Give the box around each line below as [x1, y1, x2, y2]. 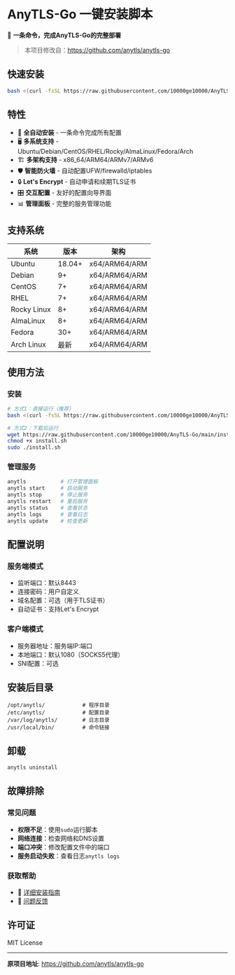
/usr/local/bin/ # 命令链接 [7, 724, 110, 732]
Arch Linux [10, 339, 47, 349]
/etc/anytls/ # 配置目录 [7, 709, 110, 716]
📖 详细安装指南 [17, 888, 61, 896]
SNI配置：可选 [17, 659, 59, 667]
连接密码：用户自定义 [17, 587, 79, 596]
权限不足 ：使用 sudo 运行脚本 [17, 825, 98, 833]
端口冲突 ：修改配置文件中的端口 [17, 842, 110, 851]
